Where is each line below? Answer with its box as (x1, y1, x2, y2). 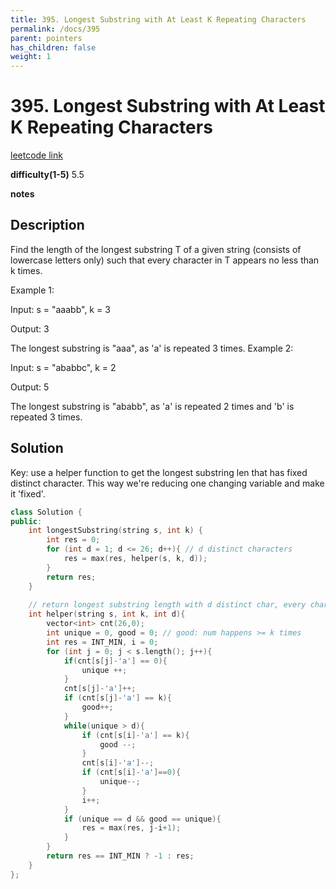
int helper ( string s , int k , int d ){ (28, 609, 186, 620)
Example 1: (10, 284, 55, 296)
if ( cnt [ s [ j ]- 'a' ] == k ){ (63, 693, 172, 703)
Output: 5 (10, 381, 50, 393)
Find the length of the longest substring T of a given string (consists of (10, 243, 302, 255)
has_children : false (10, 42, 97, 53)
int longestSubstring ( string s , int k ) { (28, 526, 203, 536)
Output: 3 (10, 322, 50, 335)
